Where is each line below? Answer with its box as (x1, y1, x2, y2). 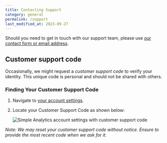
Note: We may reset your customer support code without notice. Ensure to (5, 126, 159, 133)
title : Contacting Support (5, 7, 62, 13)
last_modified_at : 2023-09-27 (5, 21, 69, 27)
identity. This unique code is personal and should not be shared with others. (5, 74, 162, 80)
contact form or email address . (5, 41, 69, 47)
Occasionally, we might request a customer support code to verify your (5, 68, 152, 74)
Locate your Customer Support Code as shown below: (12, 107, 125, 113)
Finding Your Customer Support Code (5, 86, 99, 93)
